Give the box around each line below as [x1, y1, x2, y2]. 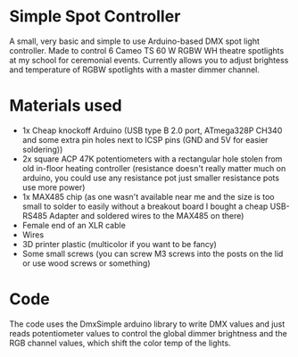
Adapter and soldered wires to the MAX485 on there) [48, 210, 244, 220]
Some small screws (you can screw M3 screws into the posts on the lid [21, 248, 284, 259]
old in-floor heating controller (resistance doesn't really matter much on [21, 162, 286, 173]
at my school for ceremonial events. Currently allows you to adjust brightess [9, 54, 289, 65]
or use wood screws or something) [21, 257, 151, 269]
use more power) [21, 181, 86, 193]
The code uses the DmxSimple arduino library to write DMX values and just [9, 319, 286, 329]
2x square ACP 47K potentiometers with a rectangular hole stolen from [21, 154, 283, 164]
